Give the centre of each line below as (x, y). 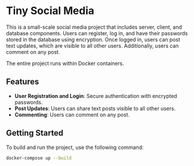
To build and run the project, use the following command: (75, 147)
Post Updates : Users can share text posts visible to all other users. (95, 108)
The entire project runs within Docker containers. (65, 63)
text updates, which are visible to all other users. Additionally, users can (93, 46)
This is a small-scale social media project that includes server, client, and (94, 27)
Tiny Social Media (50, 11)
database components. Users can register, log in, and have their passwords (97, 33)
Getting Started (35, 133)
